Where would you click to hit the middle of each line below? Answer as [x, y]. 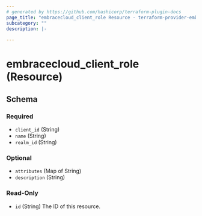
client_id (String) [37, 129]
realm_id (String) [36, 142]
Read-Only [23, 193]
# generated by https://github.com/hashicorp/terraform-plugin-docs [94, 12]
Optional [19, 157]
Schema [22, 99]
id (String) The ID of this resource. [58, 206]
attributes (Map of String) [48, 171]
